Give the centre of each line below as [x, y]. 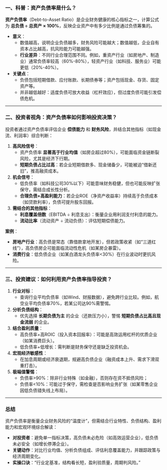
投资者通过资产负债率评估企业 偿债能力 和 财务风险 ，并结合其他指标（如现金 [83, 129]
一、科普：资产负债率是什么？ [41, 7]
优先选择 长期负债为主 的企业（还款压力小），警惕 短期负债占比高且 [88, 316]
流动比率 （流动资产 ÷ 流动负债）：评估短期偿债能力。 [74, 220]
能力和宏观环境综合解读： [31, 427]
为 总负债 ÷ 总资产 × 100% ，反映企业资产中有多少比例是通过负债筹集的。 [80, 26]
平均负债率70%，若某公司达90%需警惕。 [71, 303]
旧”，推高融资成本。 [40, 171]
